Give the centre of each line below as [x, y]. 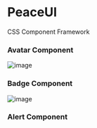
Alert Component [38, 117]
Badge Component [40, 84]
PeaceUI [32, 12]
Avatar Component [40, 50]
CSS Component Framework [48, 32]
